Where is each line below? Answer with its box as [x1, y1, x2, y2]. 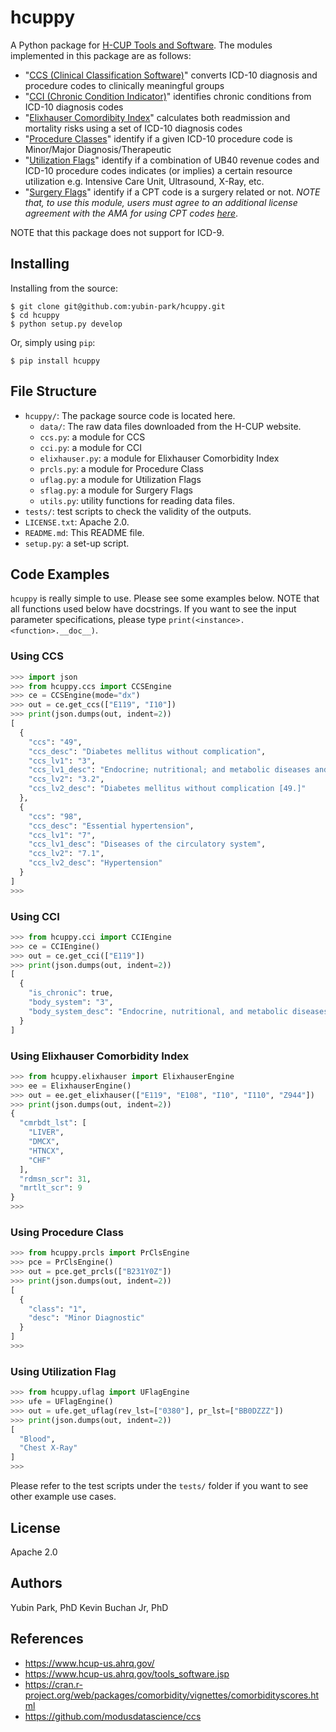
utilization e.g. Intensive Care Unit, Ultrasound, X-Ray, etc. [24, 175, 265, 187]
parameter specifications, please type [10, 614, 167, 626]
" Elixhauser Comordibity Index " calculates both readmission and [24, 111, 291, 123]
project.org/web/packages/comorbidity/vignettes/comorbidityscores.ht [24, 1689, 320, 1701]
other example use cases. [10, 1491, 117, 1503]
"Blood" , [19, 1434, 56, 1444]
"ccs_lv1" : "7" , [28, 830, 97, 840]
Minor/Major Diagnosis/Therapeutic [24, 143, 172, 155]
